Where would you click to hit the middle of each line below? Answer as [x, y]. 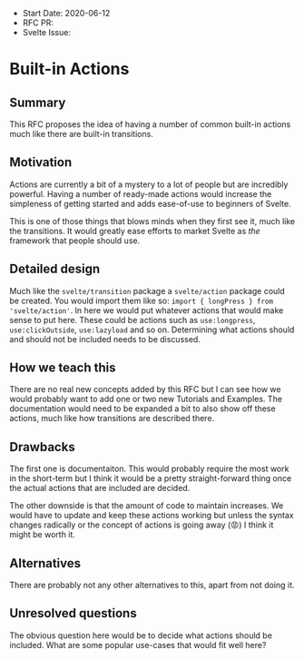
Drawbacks [42, 447]
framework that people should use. [75, 241]
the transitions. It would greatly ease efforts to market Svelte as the [135, 231]
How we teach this [63, 368]
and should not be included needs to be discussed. [105, 339]
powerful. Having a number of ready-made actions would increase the [141, 193]
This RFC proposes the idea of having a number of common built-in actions [150, 124]
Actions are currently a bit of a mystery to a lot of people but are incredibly [149, 184]
